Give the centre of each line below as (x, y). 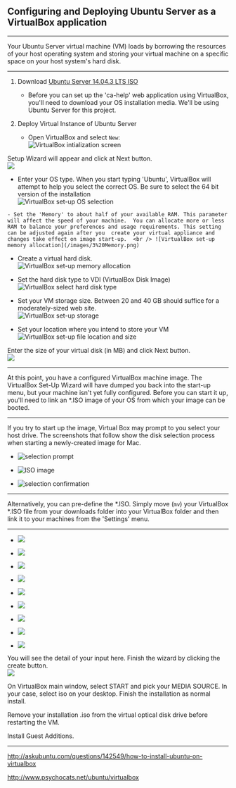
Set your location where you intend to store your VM (93, 329)
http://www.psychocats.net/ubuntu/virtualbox (73, 777)
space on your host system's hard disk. (64, 61)
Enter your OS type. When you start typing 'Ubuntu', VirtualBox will (114, 179)
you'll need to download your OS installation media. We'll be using (124, 102)
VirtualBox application (57, 23)
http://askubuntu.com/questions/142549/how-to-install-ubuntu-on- (105, 756)
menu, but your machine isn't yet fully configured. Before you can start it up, (118, 392)
